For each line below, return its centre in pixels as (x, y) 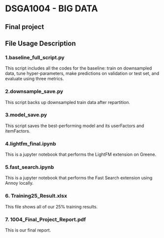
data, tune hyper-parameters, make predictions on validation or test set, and (82, 73)
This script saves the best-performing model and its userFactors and (75, 126)
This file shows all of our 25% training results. (52, 206)
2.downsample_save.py (34, 92)
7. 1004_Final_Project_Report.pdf (45, 219)
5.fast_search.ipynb (29, 167)
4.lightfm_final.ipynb (31, 143)
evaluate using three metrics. (34, 79)
